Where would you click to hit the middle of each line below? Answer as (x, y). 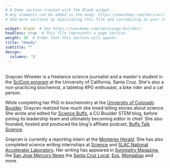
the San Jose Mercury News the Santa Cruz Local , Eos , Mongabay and (79, 155)
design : (13, 52)
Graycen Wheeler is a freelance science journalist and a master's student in (84, 76)
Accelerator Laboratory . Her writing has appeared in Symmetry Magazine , (82, 150)
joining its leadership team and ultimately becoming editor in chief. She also (84, 118)
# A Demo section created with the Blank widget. (59, 10)
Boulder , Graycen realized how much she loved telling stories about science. (85, 108)
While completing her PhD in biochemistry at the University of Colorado (80, 102)
